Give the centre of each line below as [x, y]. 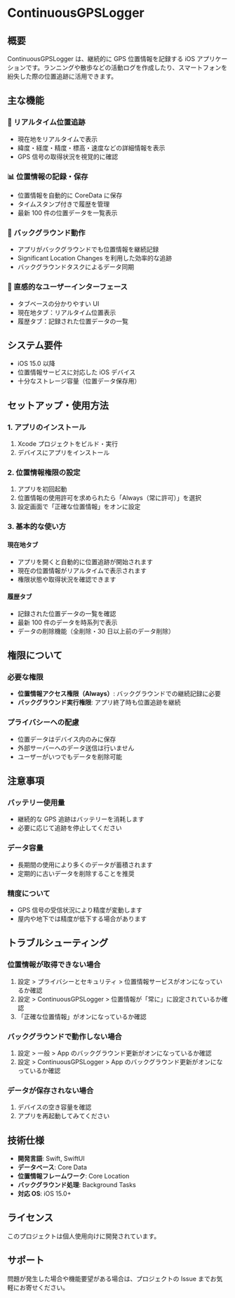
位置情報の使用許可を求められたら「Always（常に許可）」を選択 [109, 498]
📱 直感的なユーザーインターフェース [68, 287]
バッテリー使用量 [36, 802]
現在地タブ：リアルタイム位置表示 [67, 312]
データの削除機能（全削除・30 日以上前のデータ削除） [96, 631]
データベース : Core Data [52, 1167]
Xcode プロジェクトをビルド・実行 [68, 444]
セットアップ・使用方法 [58, 405]
